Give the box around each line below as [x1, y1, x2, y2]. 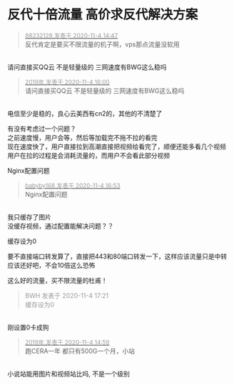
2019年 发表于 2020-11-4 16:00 [24, 78, 110, 86]
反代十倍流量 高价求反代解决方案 [7, 6, 198, 23]
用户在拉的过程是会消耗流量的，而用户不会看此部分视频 [7, 151, 170, 159]
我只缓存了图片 [7, 212, 51, 221]
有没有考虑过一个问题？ [7, 124, 76, 133]
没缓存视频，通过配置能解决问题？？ [7, 221, 114, 230]
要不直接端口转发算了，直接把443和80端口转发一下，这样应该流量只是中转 [7, 251, 228, 261]
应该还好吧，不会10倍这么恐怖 [7, 261, 96, 269]
